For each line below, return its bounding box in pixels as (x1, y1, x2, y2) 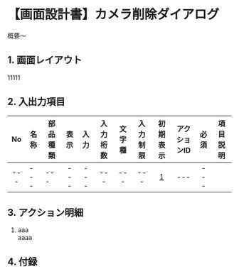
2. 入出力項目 (7, 96, 65, 108)
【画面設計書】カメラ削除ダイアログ (7, 6, 220, 23)
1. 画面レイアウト (7, 54, 83, 66)
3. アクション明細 (7, 207, 84, 219)
